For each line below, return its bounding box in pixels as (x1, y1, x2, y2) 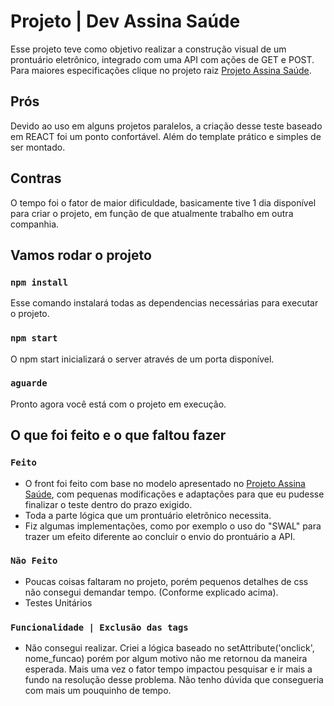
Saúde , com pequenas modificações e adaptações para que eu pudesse (24, 488, 325, 500)
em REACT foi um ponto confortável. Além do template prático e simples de (10, 130, 322, 142)
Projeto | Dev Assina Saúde (10, 10, 241, 33)
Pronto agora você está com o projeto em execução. (10, 398, 227, 410)
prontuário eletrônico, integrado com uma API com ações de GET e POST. (10, 53, 315, 65)
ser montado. (10, 141, 66, 153)
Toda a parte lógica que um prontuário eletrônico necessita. (24, 509, 272, 521)
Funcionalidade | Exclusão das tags (10, 621, 189, 633)
